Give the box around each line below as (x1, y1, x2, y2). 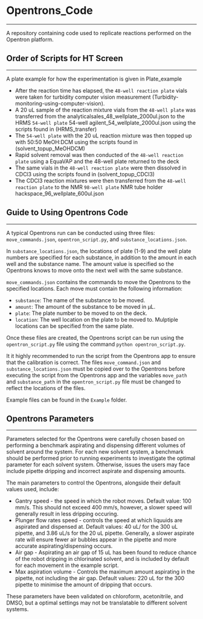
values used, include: (6, 486, 59, 493)
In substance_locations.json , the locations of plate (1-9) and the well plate (6, 247, 192, 254)
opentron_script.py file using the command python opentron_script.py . (6, 340, 186, 348)
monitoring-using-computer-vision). (14, 99, 105, 107)
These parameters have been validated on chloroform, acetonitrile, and (6, 593, 184, 600)
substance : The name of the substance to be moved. (14, 296, 146, 303)
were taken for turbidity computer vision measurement (14, 93, 151, 101)
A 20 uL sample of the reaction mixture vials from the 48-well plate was (14, 106, 196, 113)
